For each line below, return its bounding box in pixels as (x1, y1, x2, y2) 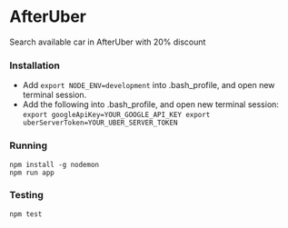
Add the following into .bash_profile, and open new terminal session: (22, 99, 280, 110)
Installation (9, 59, 61, 72)
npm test (9, 209, 43, 219)
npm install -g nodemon (9, 160, 100, 169)
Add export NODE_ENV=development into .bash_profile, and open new (22, 80, 275, 91)
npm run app (9, 168, 55, 177)
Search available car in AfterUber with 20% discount (9, 36, 206, 47)
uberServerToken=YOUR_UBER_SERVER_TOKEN (22, 118, 178, 128)
